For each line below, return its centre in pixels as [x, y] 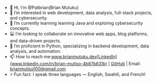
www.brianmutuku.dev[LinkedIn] [84, 57]
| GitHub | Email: [124, 64]
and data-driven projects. [35, 41]
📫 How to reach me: [31, 57]
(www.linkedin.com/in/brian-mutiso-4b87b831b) [58, 64]
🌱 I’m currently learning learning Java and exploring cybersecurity [76, 23]
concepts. [20, 28]
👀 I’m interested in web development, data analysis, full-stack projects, [81, 13]
